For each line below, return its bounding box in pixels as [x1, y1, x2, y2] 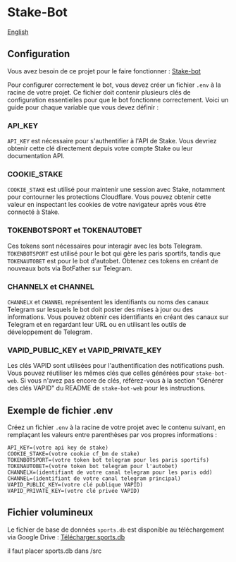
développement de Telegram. [7, 328, 93, 336]
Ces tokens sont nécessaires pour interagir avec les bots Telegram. [7, 241, 203, 250]
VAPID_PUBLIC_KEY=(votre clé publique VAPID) [7, 482, 143, 489]
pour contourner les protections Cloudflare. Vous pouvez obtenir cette [7, 193, 211, 201]
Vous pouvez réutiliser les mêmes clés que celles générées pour [7, 369, 195, 378]
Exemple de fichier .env [7, 404, 113, 417]
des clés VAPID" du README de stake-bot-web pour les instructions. [7, 384, 206, 393]
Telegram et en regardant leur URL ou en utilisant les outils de [7, 320, 187, 328]
